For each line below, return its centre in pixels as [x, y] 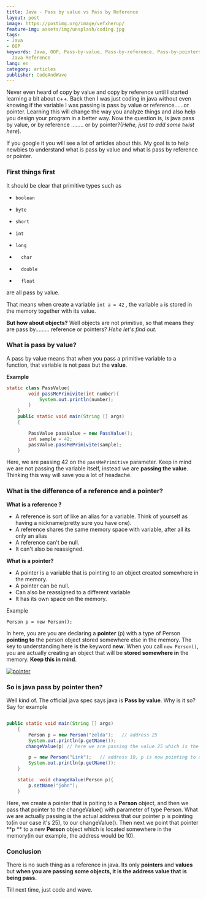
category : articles [31, 69]
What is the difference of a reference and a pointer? [85, 491]
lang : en [17, 63]
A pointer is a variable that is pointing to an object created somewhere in [107, 572]
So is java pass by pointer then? [55, 687]
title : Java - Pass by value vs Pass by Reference [72, 12]
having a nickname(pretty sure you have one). [73, 522]
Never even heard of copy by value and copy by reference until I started [97, 92]
